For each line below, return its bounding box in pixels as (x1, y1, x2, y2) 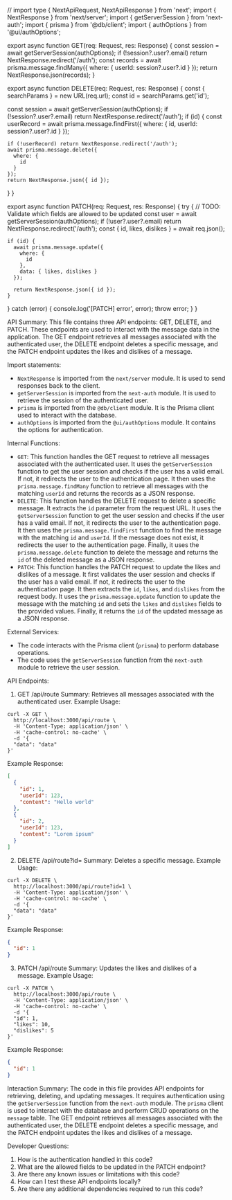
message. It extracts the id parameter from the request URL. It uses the (17, 504, 222, 512)
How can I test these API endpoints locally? (17, 1177, 141, 1185)
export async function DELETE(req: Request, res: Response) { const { (7, 84, 206, 92)
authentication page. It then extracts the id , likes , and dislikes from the (17, 585, 225, 593)
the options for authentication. (17, 426, 104, 433)
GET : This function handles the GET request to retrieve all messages (17, 453, 210, 460)
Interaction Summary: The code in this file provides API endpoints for (7, 1084, 204, 1093)
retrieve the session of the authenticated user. (17, 396, 149, 404)
